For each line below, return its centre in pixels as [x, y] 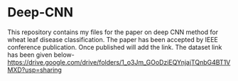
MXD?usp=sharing [35, 70]
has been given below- [41, 55]
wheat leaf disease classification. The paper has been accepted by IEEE [113, 39]
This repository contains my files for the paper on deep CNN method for [113, 32]
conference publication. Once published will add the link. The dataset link [115, 47]
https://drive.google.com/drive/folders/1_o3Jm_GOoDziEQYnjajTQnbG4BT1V [119, 62]
